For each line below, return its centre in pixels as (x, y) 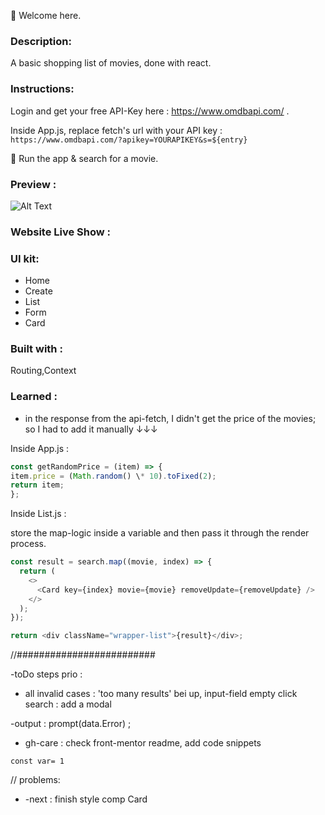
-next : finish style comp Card (86, 799)
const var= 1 (37, 761)
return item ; (37, 485)
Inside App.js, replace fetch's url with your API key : (116, 130)
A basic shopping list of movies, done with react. (111, 63)
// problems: (35, 780)
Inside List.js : (38, 514)
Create (38, 291)
